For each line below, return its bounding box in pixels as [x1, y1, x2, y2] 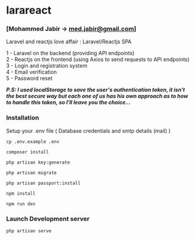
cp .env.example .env [6, 139, 60, 145]
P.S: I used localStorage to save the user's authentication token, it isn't [6, 87, 186, 94]
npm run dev [6, 201, 36, 207]
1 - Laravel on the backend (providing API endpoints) [6, 50, 135, 57]
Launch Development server [6, 215, 90, 223]
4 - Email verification [6, 69, 57, 76]
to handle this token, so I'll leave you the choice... [6, 99, 131, 106]
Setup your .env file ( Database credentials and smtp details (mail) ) [6, 127, 171, 134]
